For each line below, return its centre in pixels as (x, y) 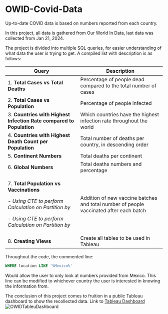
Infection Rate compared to (41, 120)
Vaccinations (24, 190)
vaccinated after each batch (113, 210)
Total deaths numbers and (111, 164)
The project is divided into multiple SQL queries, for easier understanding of (83, 48)
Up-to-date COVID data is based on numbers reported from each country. (81, 23)
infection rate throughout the (114, 120)
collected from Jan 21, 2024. (34, 38)
